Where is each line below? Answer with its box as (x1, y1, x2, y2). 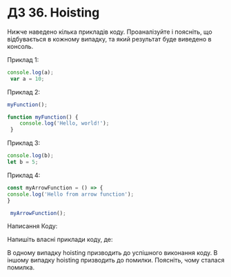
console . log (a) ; (7, 69, 54, 76)
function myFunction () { (7, 114, 79, 121)
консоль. (7, 42, 34, 50)
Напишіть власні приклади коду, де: (7, 236, 113, 244)
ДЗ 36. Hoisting (7, 5, 100, 21)
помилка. (7, 263, 35, 271)
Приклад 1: (7, 55, 39, 63)
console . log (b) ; (7, 152, 54, 159)
